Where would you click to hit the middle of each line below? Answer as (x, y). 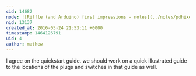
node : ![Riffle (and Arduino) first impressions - (69, 17)
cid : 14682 (19, 11)
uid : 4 (14, 39)
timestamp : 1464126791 (34, 33)
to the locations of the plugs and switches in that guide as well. (82, 67)
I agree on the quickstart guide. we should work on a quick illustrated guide (97, 61)
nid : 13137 (19, 22)
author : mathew (24, 44)
